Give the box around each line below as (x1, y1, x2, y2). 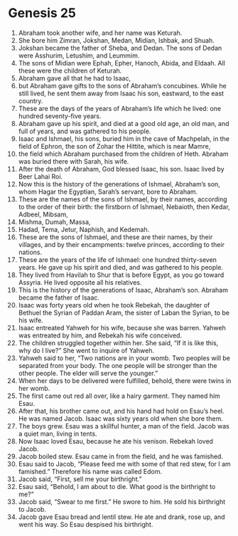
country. (18, 96, 43, 105)
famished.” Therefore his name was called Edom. (18, 467, 163, 475)
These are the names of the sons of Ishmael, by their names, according (18, 194, 227, 204)
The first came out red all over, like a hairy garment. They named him (18, 392, 221, 400)
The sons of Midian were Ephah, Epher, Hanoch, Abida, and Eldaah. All (18, 58, 226, 67)
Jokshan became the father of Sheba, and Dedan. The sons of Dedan (18, 43, 222, 52)
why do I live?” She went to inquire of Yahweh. (18, 346, 155, 354)
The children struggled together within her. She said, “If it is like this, (18, 338, 219, 347)
